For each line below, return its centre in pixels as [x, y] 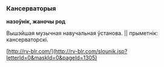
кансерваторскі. [27, 40]
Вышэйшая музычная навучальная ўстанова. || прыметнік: [82, 33]
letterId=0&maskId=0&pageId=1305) [52, 58]
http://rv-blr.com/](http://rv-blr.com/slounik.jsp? [68, 51]
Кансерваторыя [31, 8]
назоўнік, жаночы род [36, 22]
